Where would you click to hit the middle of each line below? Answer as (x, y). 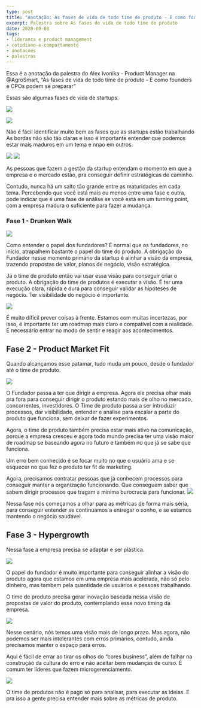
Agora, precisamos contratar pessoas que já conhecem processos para (95, 478)
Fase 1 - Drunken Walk (39, 221)
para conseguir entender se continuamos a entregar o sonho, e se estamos (99, 510)
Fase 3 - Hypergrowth (48, 535)
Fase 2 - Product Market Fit (58, 349)
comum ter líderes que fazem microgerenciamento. (69, 669)
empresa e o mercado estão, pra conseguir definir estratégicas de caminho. (100, 175)
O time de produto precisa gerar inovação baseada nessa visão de (88, 597)
